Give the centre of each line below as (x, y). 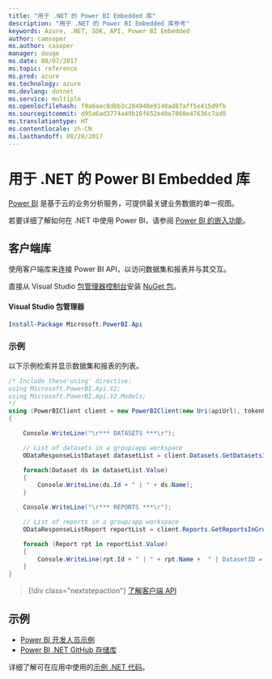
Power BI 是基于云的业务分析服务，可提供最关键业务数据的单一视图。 (123, 203)
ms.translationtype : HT (49, 122)
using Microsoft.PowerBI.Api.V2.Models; (78, 396)
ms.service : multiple (45, 99)
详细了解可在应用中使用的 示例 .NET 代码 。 (79, 667)
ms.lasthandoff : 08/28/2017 (56, 136)
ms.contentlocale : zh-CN (50, 129)
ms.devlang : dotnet (41, 91)
